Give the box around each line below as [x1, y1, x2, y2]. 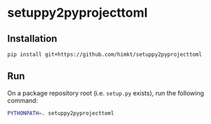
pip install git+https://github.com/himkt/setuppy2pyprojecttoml [7, 51, 202, 58]
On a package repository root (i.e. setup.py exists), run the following [7, 88, 205, 97]
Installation [7, 33, 57, 45]
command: [7, 96, 39, 104]
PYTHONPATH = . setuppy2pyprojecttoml [7, 109, 114, 116]
